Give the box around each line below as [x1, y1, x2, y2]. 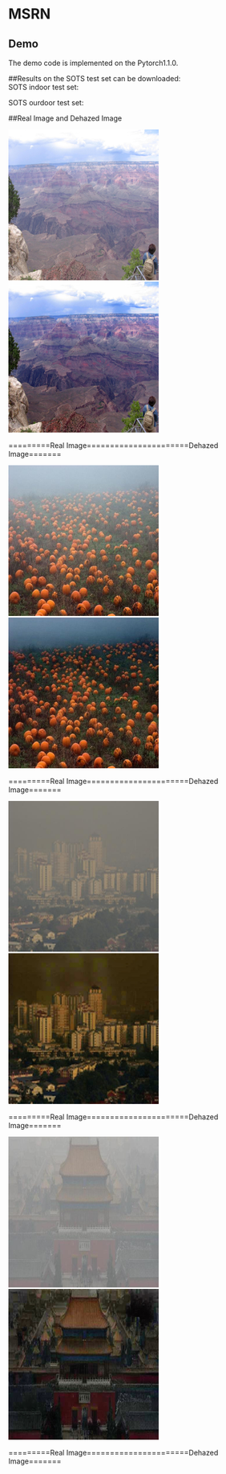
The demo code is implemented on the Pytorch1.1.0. [8, 58, 179, 68]
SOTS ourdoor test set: [8, 98, 84, 107]
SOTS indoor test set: [8, 82, 79, 92]
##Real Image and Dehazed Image [8, 113, 123, 123]
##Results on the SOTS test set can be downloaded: [8, 74, 181, 83]
